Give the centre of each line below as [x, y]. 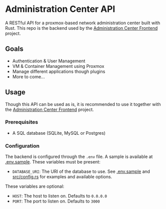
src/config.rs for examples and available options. [62, 177]
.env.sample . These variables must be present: [53, 162]
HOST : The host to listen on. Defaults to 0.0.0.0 [60, 196]
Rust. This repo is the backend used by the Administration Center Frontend [82, 28]
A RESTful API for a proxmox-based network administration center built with [83, 23]
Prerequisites [22, 122]
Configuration [22, 146]
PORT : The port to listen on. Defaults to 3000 [56, 201]
